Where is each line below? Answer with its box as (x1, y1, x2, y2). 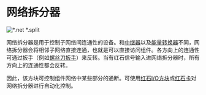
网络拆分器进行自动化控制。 (6, 82, 77, 89)
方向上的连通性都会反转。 (6, 62, 71, 69)
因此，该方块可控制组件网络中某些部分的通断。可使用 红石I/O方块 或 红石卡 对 (6, 74, 197, 82)
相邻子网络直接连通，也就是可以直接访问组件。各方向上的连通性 (38, 46, 200, 54)
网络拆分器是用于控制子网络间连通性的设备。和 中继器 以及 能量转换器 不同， (6, 38, 194, 46)
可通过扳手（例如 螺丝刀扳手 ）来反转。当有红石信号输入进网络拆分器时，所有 (6, 54, 200, 61)
